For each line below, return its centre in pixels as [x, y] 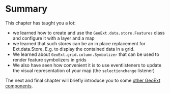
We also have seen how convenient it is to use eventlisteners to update [87, 65]
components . [19, 86]
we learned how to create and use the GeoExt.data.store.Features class [89, 33]
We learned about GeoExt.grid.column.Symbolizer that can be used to [86, 54]
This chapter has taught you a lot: [40, 23]
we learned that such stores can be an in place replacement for [79, 43]
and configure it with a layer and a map [54, 38]
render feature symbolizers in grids [49, 59]
